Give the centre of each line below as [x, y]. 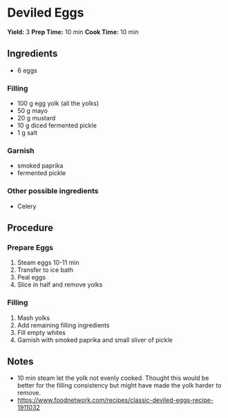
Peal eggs [31, 278]
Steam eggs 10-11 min [48, 263]
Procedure [30, 228]
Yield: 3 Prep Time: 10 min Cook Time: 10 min [73, 32]
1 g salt [27, 133]
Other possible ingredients [53, 191]
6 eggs [27, 70]
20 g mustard [36, 118]
